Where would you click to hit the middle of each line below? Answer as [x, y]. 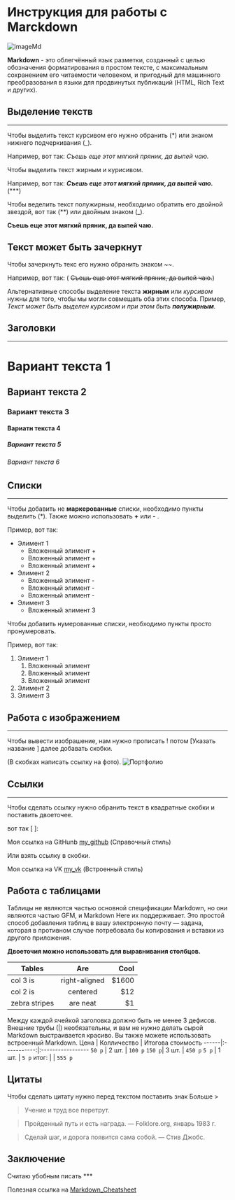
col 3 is [23, 980]
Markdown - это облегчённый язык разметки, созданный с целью [106, 59]
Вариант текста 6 [34, 462]
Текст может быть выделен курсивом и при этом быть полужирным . [112, 306]
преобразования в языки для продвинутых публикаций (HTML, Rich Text [116, 82]
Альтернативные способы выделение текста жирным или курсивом [110, 291]
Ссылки [26, 784]
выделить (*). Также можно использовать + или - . [83, 516]
